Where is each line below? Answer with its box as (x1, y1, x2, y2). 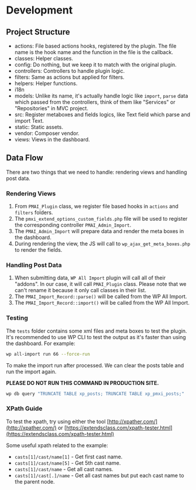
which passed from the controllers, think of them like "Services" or (14, 99, 176, 106)
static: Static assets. (14, 124, 63, 130)
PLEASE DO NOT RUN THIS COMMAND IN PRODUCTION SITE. (6, 379, 159, 386)
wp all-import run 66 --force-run (6, 351, 91, 357)
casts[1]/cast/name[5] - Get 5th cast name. (14, 459, 121, 467)
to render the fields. (14, 246, 63, 254)
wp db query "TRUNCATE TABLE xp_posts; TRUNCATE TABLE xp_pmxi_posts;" (6, 391, 184, 397)
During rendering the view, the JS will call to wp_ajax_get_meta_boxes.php (14, 240, 191, 247)
